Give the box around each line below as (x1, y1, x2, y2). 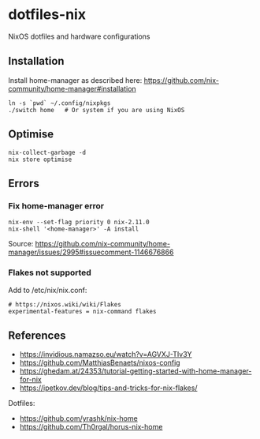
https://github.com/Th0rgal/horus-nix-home (19, 422, 163, 432)
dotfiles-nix (8, 6, 87, 24)
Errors (8, 176, 39, 190)
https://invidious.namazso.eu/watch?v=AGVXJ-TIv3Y (19, 350, 192, 359)
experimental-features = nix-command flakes (8, 307, 157, 315)
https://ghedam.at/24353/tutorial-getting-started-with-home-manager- (19, 366, 252, 376)
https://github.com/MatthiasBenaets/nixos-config (19, 358, 180, 368)
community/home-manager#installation (8, 84, 136, 93)
